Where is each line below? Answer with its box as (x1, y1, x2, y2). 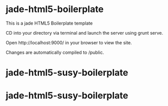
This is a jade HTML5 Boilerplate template (6, 20, 93, 26)
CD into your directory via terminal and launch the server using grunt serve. (6, 30, 163, 36)
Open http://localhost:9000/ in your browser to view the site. (6, 39, 132, 46)
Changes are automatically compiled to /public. (6, 49, 104, 55)
